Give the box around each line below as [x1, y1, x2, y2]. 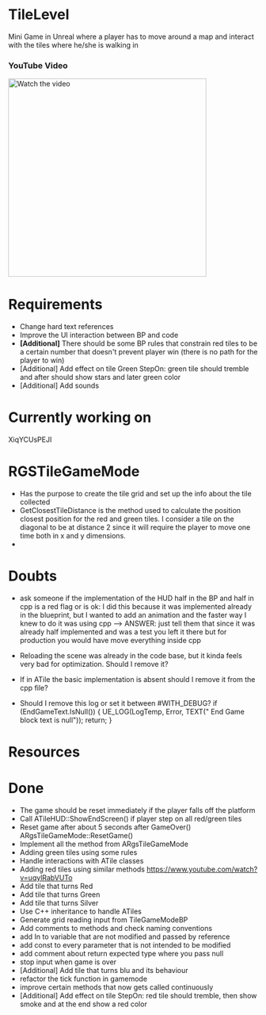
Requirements [8, 296, 103, 314]
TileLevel [8, 6, 70, 24]
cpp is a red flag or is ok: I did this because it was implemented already [19, 601, 252, 611]
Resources [8, 743, 81, 761]
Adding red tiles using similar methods [19, 864, 145, 874]
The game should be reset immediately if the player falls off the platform [19, 806, 256, 815]
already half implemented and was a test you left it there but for [19, 626, 227, 636]
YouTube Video [8, 59, 69, 71]
